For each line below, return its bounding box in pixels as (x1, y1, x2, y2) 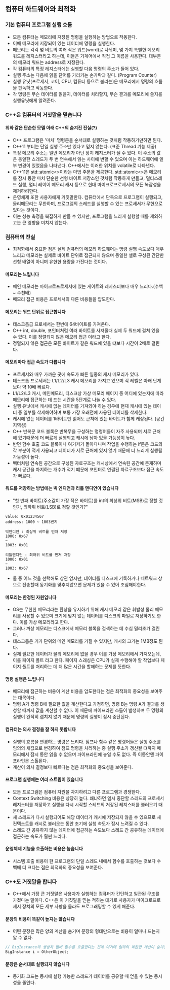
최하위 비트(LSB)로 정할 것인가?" (23, 504, 88, 510)
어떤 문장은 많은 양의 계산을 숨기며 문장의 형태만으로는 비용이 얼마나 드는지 (12, 928, 160, 934)
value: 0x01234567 (5, 514, 44, 519)
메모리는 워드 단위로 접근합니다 (5, 309, 66, 315)
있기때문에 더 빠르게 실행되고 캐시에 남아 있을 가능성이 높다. (18, 435, 136, 441)
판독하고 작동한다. (18, 84, 54, 90)
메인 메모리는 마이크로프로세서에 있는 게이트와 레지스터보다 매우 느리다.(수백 (12, 283, 163, 289)
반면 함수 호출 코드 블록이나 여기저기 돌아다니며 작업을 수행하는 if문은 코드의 (12, 441, 163, 447)
